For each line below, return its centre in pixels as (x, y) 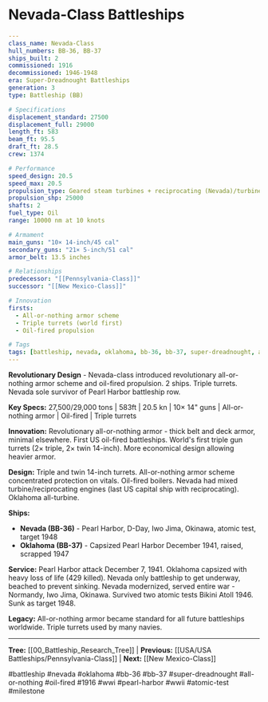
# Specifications (37, 109)
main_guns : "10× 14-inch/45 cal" (64, 242)
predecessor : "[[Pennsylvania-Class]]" (75, 279)
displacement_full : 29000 (51, 124)
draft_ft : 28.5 (33, 147)
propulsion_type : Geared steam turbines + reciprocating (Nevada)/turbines (137, 191)
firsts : (21, 308)
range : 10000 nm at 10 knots (57, 221)
